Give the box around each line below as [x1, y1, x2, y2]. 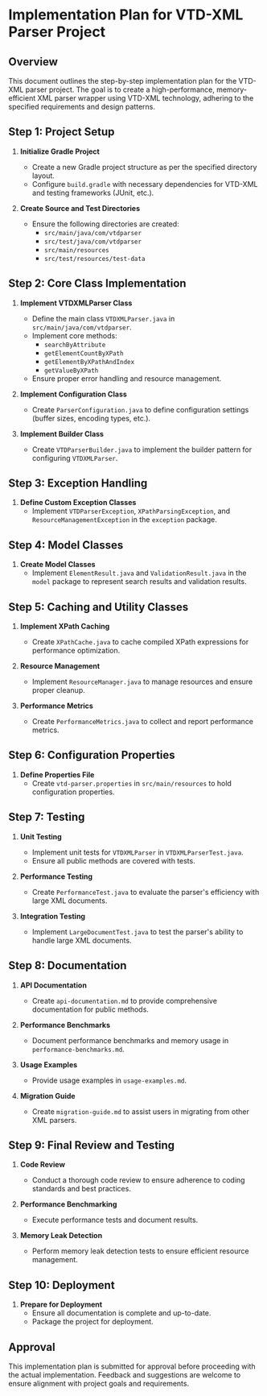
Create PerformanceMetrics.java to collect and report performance [31, 717, 254, 727]
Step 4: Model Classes [8, 538, 124, 552]
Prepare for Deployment [19, 1299, 103, 1310]
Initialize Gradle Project [19, 147, 101, 156]
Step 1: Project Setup [8, 125, 115, 139]
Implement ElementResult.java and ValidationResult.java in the [31, 568, 247, 578]
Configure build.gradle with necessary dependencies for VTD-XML [31, 179, 258, 188]
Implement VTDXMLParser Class [19, 298, 133, 308]
